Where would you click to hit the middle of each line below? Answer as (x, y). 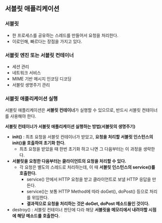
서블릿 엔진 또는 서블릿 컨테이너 (40, 55)
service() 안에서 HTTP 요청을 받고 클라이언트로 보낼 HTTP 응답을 (89, 179)
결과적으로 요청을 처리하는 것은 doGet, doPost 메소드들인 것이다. (88, 204)
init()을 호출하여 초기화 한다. (39, 143)
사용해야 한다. (23, 116)
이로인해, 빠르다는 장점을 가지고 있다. (47, 41)
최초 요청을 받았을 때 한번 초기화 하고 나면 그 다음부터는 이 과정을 (81, 149)
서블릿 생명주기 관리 (31, 85)
